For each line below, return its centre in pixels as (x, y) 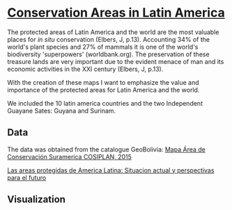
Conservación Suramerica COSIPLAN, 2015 (70, 156)
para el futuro (27, 177)
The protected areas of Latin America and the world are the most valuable (113, 32)
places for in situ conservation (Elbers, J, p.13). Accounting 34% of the (109, 39)
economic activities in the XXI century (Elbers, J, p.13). (85, 69)
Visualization (37, 200)
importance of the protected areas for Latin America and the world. (103, 90)
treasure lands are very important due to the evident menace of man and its (116, 61)
